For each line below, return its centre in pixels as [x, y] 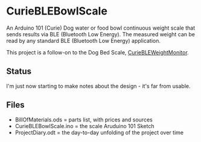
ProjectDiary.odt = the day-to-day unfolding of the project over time [99, 132]
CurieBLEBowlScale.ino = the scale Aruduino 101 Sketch [85, 126]
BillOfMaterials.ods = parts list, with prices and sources [84, 120]
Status [19, 72]
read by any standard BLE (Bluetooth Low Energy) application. [84, 40]
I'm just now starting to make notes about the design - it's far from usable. [98, 86]
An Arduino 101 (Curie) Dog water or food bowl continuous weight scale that [101, 28]
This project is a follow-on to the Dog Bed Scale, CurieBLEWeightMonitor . [97, 52]
